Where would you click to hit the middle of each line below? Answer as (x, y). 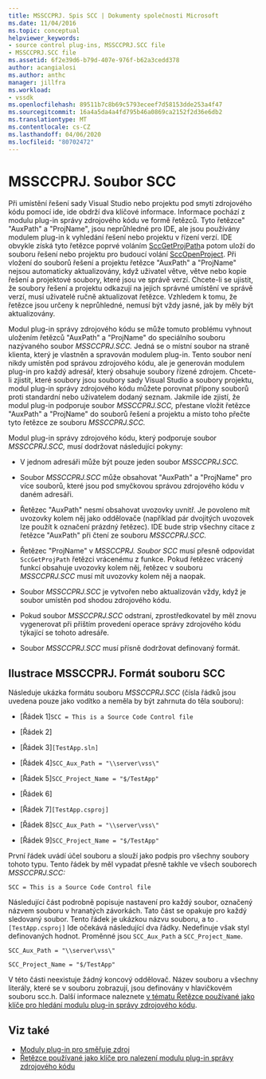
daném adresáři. (47, 494)
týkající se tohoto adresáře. (65, 633)
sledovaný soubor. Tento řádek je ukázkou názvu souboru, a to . (113, 919)
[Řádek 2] (36, 732)
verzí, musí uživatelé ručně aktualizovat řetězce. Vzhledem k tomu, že (123, 297)
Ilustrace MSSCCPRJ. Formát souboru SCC (117, 673)
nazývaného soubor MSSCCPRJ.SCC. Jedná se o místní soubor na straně (129, 346)
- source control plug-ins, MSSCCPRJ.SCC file (87, 46)
